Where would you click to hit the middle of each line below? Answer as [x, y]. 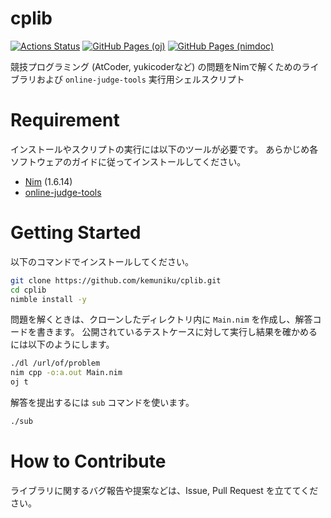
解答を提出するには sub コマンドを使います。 [102, 403]
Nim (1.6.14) [48, 181]
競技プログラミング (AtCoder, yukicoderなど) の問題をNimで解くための [156, 66]
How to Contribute [88, 461]
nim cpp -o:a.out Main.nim [66, 373]
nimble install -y [48, 299]
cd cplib [28, 290]
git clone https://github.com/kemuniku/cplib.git [116, 280]
